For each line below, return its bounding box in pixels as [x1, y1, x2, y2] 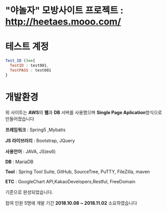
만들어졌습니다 [5, 116, 35, 122]
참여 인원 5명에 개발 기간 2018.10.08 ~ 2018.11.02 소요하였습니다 [5, 200, 137, 206]
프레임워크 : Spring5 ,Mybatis [5, 126, 66, 133]
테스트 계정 [5, 41, 49, 53]
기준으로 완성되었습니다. [5, 189, 54, 195]
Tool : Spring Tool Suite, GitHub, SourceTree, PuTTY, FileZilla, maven [5, 168, 150, 175]
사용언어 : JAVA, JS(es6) [5, 148, 56, 154]
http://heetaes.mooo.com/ [5, 16, 122, 28]
